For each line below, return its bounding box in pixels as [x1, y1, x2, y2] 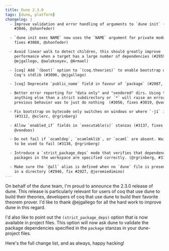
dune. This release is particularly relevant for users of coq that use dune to [5, 188, 160, 194]
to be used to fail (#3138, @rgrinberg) [14, 141, 100, 146]
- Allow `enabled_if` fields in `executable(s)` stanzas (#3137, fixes [10, 123, 163, 128]
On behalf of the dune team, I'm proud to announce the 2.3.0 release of [5, 183, 153, 189]
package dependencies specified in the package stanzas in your [5, 225, 137, 231]
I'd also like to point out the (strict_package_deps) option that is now [5, 214, 148, 220]
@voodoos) [14, 127, 35, 133]
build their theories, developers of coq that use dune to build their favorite [5, 193, 158, 199]
